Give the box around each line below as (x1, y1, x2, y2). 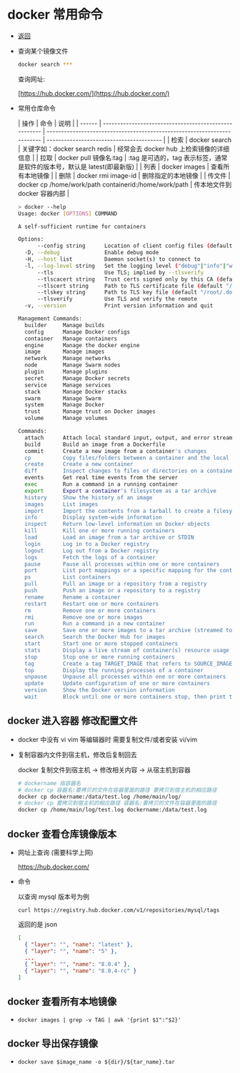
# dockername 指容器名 (17, 779, 81, 787)
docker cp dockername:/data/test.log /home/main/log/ (17, 793, 181, 800)
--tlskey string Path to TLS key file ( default (36, 289, 198, 296)
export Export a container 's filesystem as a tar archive (24, 487, 216, 494)
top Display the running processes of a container (24, 667, 204, 674)
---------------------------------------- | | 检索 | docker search (46, 135, 232, 144)
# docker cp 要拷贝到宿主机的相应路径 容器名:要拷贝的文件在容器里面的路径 (17, 799, 217, 807)
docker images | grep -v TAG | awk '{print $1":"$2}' (17, 1016, 181, 1024)
